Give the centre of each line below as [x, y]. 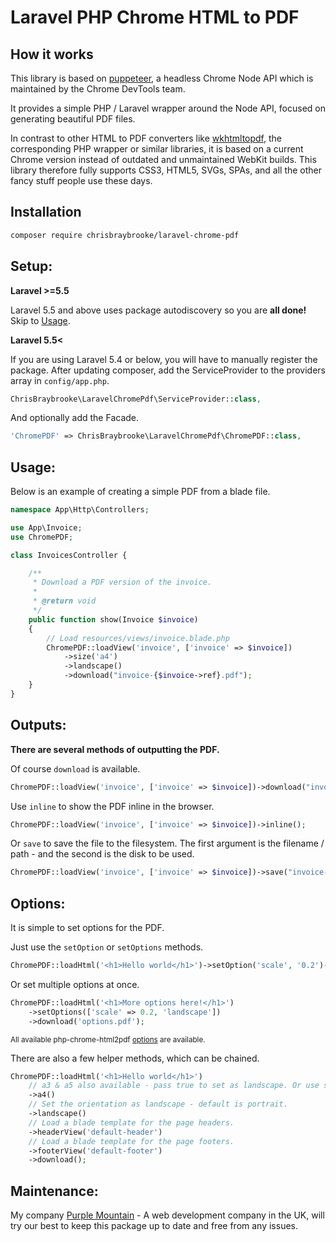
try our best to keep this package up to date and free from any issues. [154, 1226]
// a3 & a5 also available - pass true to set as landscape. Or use [174, 1086]
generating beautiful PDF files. [73, 119]
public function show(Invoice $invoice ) [113, 619]
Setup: [31, 266]
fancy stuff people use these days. [81, 180]
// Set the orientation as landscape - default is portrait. [158, 1104]
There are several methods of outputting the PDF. [115, 749]
